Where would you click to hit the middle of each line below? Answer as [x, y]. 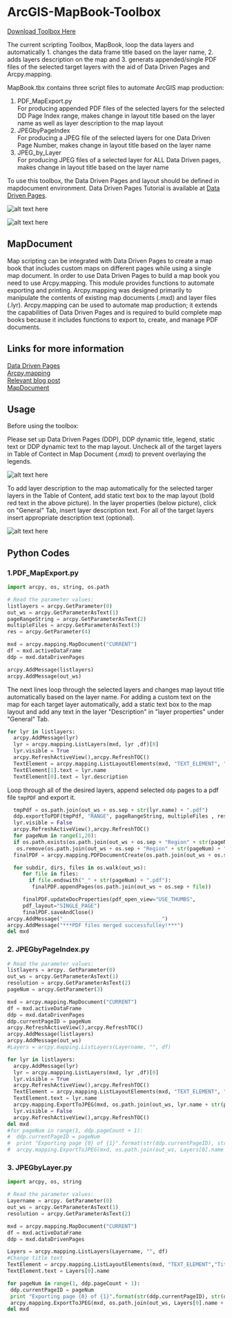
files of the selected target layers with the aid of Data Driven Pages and [109, 67]
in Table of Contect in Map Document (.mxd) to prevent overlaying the [107, 454]
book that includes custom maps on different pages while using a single [109, 268]
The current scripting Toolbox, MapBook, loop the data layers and [101, 44]
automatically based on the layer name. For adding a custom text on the [109, 696]
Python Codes [39, 553]
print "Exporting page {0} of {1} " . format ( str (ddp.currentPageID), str [115, 1297]
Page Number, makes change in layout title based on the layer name [114, 145]
